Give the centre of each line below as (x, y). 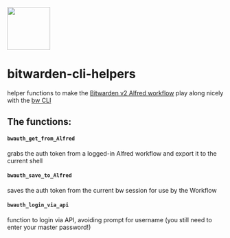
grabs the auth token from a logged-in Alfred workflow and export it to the (112, 153)
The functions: (39, 122)
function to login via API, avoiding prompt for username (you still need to (110, 219)
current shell (25, 160)
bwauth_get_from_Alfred (41, 139)
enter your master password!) (49, 227)
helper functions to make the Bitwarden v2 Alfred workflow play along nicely (115, 93)
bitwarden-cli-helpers (71, 74)
